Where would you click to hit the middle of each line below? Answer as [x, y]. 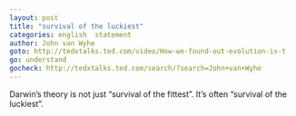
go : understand [38, 60]
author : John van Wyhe [52, 43]
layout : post [34, 18]
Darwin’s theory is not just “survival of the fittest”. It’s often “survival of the [148, 94]
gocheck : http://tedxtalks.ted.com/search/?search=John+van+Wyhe [135, 69]
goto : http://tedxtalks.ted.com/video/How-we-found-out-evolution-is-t [148, 52]
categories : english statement [70, 34]
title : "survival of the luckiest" [77, 26]
